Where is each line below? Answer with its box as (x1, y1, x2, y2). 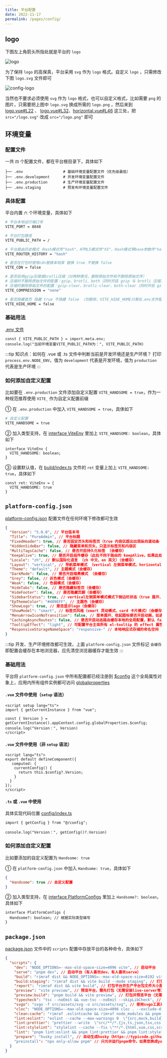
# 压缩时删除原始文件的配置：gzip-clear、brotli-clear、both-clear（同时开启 (5, 283, 155, 288)
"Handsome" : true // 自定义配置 (9, 880, 73, 885)
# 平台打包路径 (5, 233, 32, 238)
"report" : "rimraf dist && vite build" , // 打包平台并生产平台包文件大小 (14, 983, 160, 988)
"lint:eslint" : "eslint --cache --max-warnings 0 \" (14, 1016, 128, 1021)
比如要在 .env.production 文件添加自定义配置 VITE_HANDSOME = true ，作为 (5, 389, 157, 395)
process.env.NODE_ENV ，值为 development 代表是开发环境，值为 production (5, 357, 157, 363)
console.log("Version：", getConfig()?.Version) (5, 830, 107, 835)
